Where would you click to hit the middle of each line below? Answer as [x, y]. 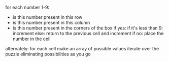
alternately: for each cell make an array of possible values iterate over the [82, 49]
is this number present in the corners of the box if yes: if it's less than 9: [88, 28]
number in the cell [31, 39]
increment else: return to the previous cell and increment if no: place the [88, 33]
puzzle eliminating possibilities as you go [48, 54]
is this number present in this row [47, 17]
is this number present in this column [51, 23]
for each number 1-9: [27, 7]
